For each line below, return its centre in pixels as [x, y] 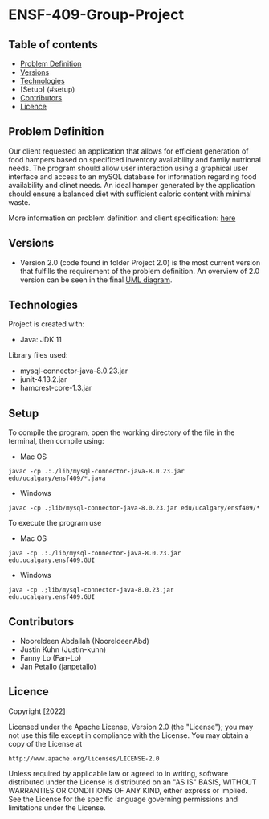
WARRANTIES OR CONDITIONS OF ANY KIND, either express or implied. [128, 790]
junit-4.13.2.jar [43, 379]
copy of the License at [45, 743]
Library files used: [38, 355]
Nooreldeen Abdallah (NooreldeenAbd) [85, 641]
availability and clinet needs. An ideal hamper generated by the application [132, 185]
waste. [19, 202]
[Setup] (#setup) [47, 89]
